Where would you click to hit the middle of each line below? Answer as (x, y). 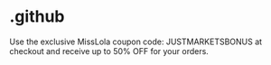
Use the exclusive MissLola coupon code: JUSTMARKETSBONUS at (136, 42)
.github (37, 17)
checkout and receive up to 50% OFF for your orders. (109, 51)
